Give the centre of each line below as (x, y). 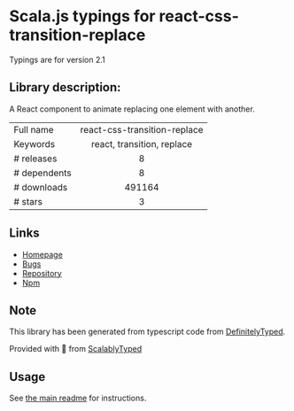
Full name (34, 129)
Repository (42, 273)
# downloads (41, 187)
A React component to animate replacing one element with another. (132, 109)
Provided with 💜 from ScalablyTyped (76, 349)
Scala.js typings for (82, 16)
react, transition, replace (142, 143)
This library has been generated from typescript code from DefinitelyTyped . (147, 332)
